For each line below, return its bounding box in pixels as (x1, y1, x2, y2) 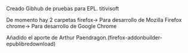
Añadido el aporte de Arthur (6, 34, 75, 41)
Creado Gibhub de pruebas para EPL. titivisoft (6, 5, 119, 12)
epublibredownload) (6, 41, 56, 47)
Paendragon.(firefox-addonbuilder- (76, 34, 163, 41)
